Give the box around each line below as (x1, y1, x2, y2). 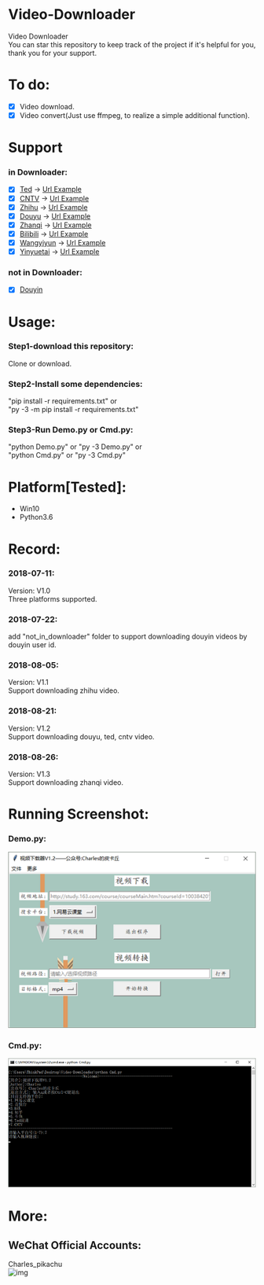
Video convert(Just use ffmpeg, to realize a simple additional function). (19, 110, 250, 120)
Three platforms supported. (8, 594, 97, 603)
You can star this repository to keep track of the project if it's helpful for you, (8, 39, 256, 49)
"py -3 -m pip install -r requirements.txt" (8, 405, 139, 414)
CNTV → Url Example (19, 193, 90, 203)
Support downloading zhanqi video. (8, 778, 124, 787)
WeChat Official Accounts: (8, 1239, 141, 1252)
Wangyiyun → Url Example (19, 237, 106, 247)
